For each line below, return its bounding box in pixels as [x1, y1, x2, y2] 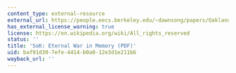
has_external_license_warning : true [7, 23, 114, 30]
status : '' [7, 36, 39, 43]
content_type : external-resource [7, 10, 105, 17]
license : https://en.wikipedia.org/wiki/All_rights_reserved [7, 29, 190, 37]
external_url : [7, 17, 49, 24]
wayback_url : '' [7, 56, 55, 63]
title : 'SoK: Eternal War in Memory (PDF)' [7, 42, 137, 49]
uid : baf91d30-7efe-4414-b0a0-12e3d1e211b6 [7, 49, 137, 56]
